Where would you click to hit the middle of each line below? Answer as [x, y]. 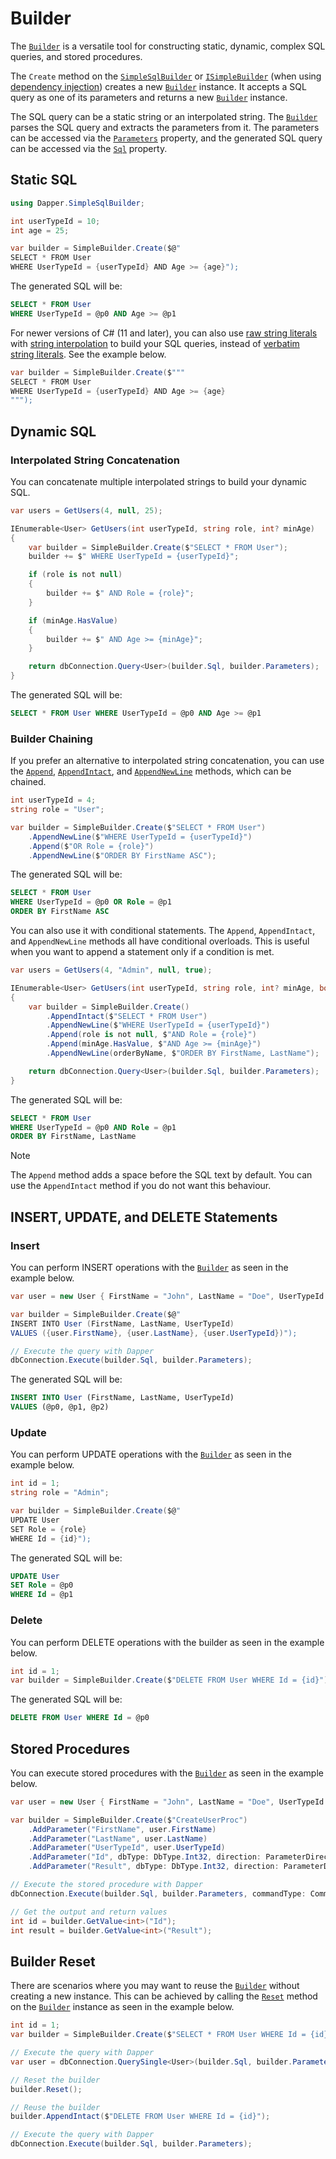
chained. [28, 782]
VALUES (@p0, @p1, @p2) [60, 1407]
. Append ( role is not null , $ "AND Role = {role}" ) [151, 1035]
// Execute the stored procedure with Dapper [106, 1885]
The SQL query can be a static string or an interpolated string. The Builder [164, 116]
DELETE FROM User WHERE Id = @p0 [80, 1718]
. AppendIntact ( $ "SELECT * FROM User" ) [127, 1016]
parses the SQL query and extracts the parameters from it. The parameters [165, 127]
